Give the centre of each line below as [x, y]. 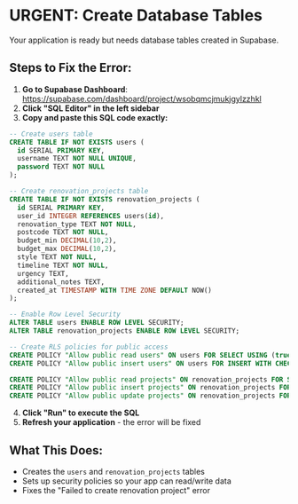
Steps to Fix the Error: [71, 68]
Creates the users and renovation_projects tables [114, 471]
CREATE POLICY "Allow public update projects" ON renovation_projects [142, 396]
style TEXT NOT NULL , [57, 257]
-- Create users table [51, 134]
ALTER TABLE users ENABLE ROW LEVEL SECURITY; [97, 323]
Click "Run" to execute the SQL [81, 413]
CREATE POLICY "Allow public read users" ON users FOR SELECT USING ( [142, 355]
